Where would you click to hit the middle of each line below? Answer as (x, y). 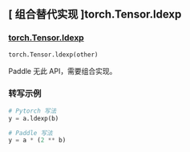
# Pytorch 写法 (32, 111)
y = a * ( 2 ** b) (37, 140)
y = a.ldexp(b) (34, 118)
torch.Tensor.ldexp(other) (53, 55)
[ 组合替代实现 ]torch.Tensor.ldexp (95, 14)
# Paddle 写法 (31, 133)
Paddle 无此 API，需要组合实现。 (63, 71)
